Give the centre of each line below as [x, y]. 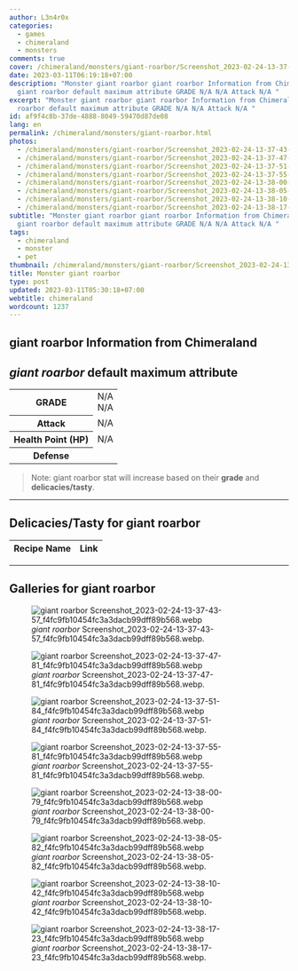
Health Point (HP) [51, 439]
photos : [24, 141]
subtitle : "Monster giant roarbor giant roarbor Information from [134, 215]
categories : [31, 26]
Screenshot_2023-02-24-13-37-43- [148, 629]
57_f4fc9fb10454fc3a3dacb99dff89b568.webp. [118, 638]
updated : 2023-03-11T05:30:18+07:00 [77, 290]
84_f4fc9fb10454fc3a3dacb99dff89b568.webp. [119, 729]
